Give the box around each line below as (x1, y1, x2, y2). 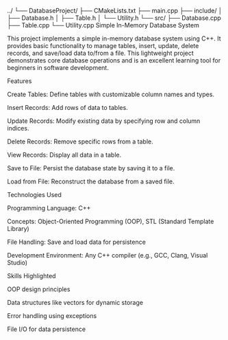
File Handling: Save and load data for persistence (7, 238, 146, 246)
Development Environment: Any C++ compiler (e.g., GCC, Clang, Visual (7, 251, 208, 259)
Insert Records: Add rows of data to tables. (7, 104, 128, 111)
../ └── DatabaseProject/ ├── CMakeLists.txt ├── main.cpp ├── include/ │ (7, 7, 223, 14)
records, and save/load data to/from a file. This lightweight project (7, 49, 194, 57)
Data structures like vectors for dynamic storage (7, 299, 144, 306)
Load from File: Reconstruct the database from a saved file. (7, 177, 175, 185)
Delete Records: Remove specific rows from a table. (7, 137, 154, 146)
